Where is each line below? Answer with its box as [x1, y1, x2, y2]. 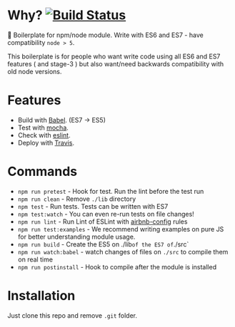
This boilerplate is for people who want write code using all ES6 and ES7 [7, 52, 221, 61]
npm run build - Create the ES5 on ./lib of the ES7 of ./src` [17, 239, 189, 249]
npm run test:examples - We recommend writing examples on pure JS [17, 224, 224, 233]
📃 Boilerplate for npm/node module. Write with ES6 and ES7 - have [7, 31, 204, 39]
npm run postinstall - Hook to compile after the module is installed [17, 262, 216, 271]
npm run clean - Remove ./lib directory [17, 194, 136, 203]
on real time [17, 255, 54, 264]
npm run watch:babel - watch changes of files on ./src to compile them [17, 247, 229, 256]
